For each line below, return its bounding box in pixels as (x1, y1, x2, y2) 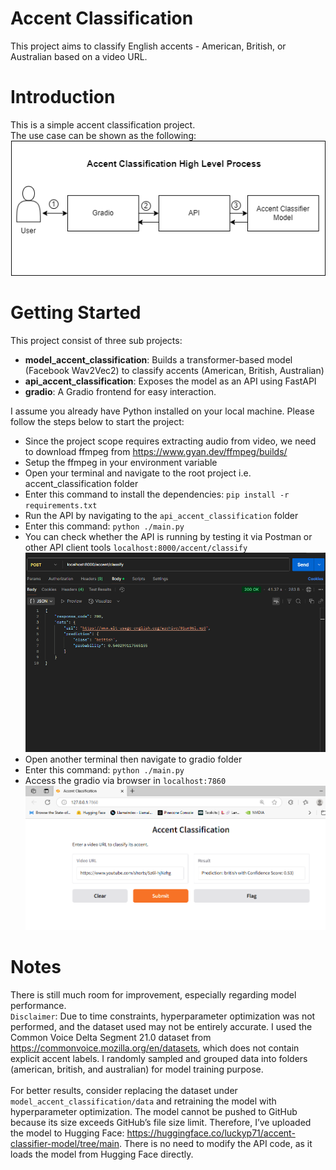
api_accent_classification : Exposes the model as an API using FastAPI (24, 375, 317, 387)
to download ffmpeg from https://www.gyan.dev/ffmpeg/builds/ (24, 445, 288, 457)
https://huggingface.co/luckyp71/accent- (126, 1127, 296, 1139)
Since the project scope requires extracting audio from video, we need (24, 435, 317, 447)
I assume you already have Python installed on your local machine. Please (10, 405, 315, 417)
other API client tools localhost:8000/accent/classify (24, 541, 248, 553)
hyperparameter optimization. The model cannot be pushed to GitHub (10, 1106, 298, 1118)
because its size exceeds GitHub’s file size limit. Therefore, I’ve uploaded (10, 1117, 312, 1129)
